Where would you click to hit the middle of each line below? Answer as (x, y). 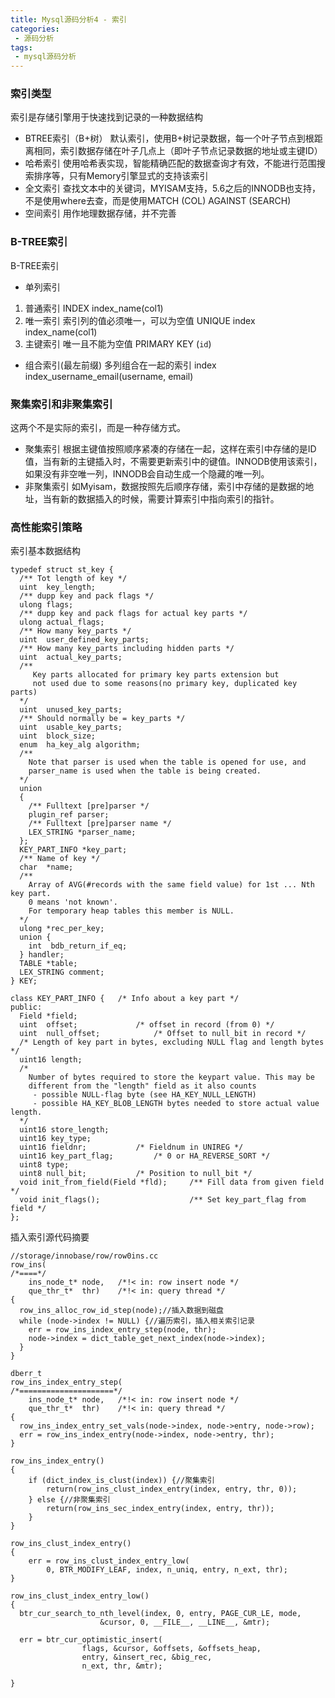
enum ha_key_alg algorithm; (80, 745)
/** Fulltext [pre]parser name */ (100, 824)
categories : (35, 29)
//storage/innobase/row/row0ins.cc (84, 1256)
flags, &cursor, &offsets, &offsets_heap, (171, 1649)
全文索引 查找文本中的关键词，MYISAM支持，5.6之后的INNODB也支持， (173, 188)
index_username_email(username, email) (109, 376)
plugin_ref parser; (69, 815)
